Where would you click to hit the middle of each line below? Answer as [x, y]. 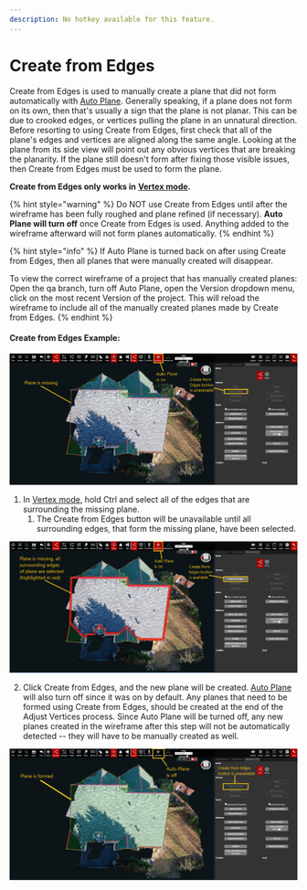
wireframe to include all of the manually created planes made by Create [144, 307]
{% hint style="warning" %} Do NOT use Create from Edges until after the [148, 204]
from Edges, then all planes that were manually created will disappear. [142, 260]
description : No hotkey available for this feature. [112, 19]
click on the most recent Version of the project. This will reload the [135, 298]
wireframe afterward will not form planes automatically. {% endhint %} [142, 233]
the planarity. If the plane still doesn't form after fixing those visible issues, [149, 159]
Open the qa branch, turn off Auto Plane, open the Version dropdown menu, [152, 288]
